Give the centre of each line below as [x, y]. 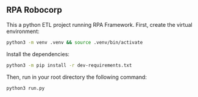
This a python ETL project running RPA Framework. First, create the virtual [100, 24]
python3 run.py [26, 88]
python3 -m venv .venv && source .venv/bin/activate [75, 42]
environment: [23, 31]
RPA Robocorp [34, 10]
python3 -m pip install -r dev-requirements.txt [69, 65]
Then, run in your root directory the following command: [77, 77]
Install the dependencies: [38, 54]
